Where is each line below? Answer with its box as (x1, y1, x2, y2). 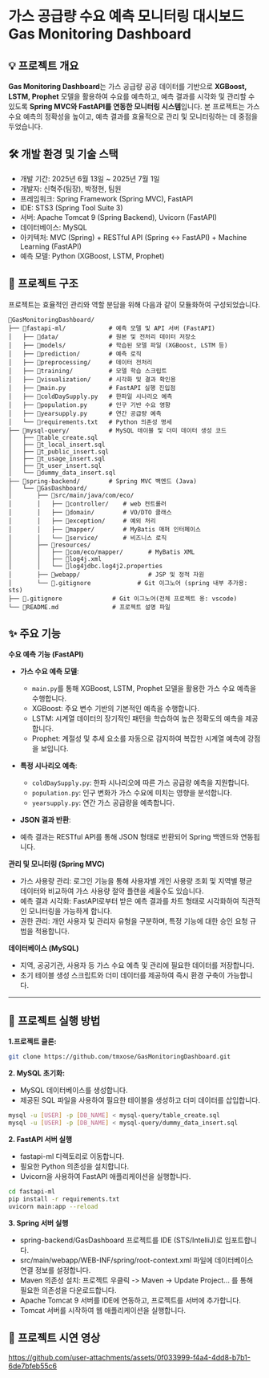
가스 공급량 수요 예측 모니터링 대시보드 (8, 7, 245, 26)
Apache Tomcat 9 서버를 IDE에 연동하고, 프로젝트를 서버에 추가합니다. (19, 1295, 242, 1305)
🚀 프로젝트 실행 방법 (8, 1014, 101, 1027)
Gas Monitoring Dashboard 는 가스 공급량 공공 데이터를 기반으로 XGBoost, (8, 82, 247, 91)
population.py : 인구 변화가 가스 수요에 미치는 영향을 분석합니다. (31, 788, 232, 798)
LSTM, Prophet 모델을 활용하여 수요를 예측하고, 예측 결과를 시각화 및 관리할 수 (8, 91, 255, 101)
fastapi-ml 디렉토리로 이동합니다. (19, 1151, 125, 1161)
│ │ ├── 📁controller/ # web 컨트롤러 (8, 499, 167, 508)
